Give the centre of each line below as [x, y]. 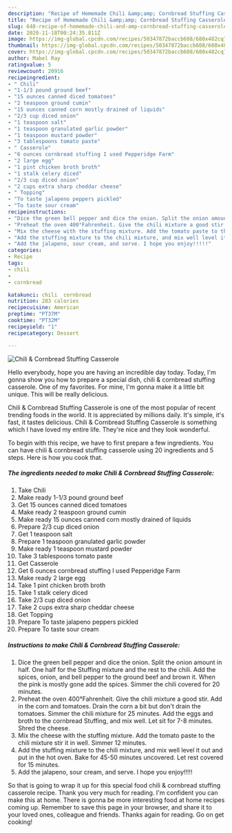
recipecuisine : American [43, 308]
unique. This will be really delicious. [59, 394]
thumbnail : [23, 45]
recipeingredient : [34, 77]
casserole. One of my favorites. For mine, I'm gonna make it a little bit [106, 387]
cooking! [20, 822]
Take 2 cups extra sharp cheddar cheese [76, 607]
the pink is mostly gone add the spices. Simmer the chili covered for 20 [119, 684]
